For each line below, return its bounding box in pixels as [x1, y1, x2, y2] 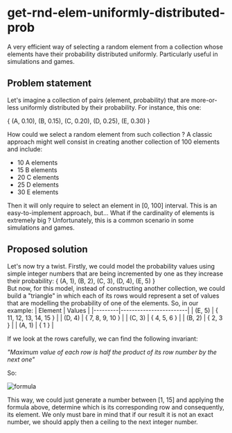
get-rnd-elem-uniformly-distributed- [7, 5, 226, 21]
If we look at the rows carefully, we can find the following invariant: [7, 334, 199, 343]
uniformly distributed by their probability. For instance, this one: [20, 103, 202, 112]
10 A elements [17, 158, 58, 167]
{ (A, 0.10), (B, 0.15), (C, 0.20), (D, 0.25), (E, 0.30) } [7, 117, 150, 125]
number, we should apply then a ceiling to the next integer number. [7, 418, 199, 426]
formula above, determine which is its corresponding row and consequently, [7, 402, 225, 411]
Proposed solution [7, 244, 88, 255]
